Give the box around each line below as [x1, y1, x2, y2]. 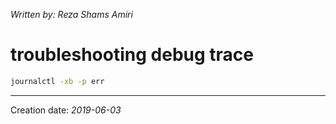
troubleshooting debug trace [10, 44, 254, 66]
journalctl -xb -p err [10, 76, 105, 86]
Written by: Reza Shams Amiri [10, 9, 133, 20]
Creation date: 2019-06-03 [10, 104, 122, 116]
